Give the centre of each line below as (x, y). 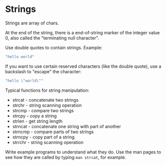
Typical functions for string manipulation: (47, 90)
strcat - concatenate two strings (45, 100)
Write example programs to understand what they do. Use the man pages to (83, 152)
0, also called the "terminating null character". (52, 38)
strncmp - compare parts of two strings (53, 132)
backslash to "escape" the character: (43, 71)
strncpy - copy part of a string (43, 137)
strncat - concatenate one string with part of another (67, 126)
